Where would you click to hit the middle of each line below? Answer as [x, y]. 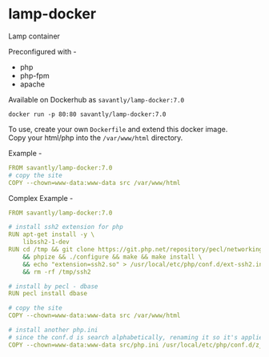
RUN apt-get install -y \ [51, 235]
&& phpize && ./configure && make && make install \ [112, 257]
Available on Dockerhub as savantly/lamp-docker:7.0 [96, 99]
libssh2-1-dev [46, 242]
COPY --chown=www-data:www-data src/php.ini [84, 345]
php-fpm [34, 75]
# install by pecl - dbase [53, 286]
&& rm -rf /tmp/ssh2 [57, 272]
